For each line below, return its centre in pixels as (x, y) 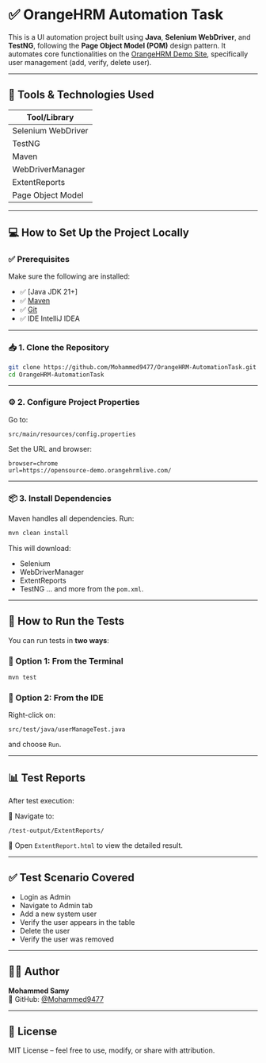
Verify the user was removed (67, 939)
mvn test (23, 678)
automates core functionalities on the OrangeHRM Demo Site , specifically (128, 54)
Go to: (18, 419)
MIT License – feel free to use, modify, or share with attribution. (112, 1050)
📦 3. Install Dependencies (60, 498)
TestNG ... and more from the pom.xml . (82, 588)
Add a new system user (58, 914)
